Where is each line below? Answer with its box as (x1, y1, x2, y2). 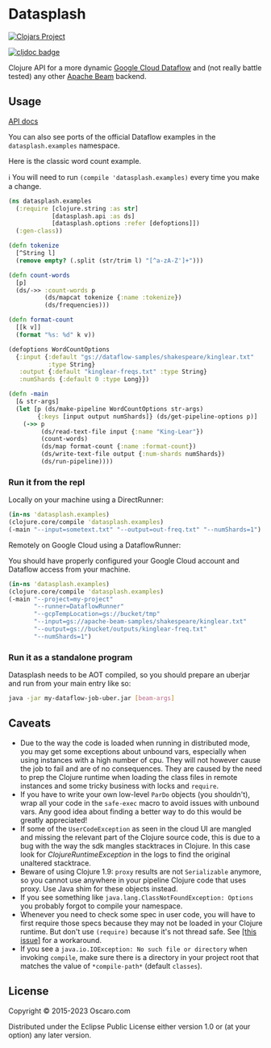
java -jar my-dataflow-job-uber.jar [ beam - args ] (8, 694, 175, 702)
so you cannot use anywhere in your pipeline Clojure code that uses (19, 875, 247, 885)
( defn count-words (8, 271, 70, 279)
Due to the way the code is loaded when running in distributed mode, (19, 738, 250, 748)
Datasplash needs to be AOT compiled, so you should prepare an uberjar (8, 670, 251, 680)
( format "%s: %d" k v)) (15, 330, 95, 339)
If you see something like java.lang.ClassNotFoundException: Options (19, 892, 254, 902)
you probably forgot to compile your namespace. (19, 901, 183, 911)
